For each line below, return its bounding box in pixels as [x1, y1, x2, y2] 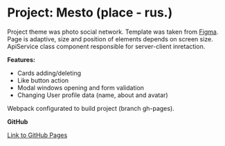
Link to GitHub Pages [7, 131, 68, 139]
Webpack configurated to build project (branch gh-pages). [7, 104, 174, 112]
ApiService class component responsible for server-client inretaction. [7, 42, 206, 50]
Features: [7, 55, 36, 63]
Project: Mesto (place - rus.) [7, 5, 173, 21]
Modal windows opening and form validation [17, 83, 144, 92]
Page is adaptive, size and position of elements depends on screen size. [7, 34, 213, 43]
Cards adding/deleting [17, 69, 82, 77]
